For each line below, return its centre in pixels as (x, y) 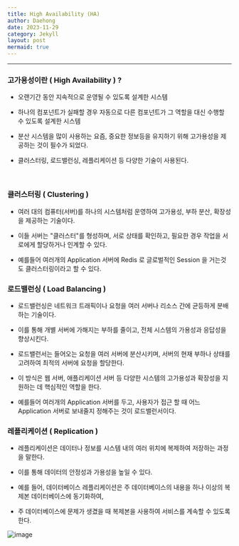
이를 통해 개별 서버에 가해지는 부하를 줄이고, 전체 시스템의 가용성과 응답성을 (122, 330)
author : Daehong (31, 21)
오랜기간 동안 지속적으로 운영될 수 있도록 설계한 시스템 (93, 97)
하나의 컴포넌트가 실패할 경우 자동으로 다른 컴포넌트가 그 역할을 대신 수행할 (121, 112)
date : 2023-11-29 (33, 27)
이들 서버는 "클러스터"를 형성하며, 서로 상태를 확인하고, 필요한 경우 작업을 (119, 236)
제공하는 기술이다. (50, 220)
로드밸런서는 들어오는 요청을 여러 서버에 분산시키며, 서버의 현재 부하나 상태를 (124, 353)
